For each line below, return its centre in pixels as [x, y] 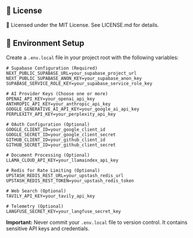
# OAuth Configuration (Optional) [48, 124]
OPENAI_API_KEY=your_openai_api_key [50, 99]
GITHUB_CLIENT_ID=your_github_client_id [56, 140]
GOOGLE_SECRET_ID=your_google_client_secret [61, 134]
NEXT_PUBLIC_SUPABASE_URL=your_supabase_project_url [71, 73]
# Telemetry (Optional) [35, 206]
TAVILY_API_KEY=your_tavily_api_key [50, 196]
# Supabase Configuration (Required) [52, 68]
